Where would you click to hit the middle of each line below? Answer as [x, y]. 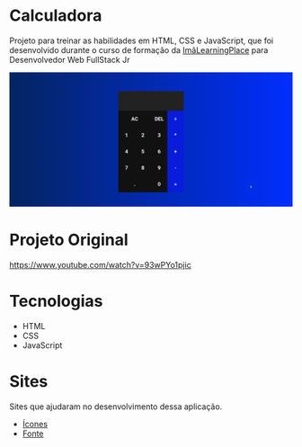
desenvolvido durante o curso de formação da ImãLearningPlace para [139, 49]
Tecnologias [56, 301]
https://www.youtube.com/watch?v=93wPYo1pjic [100, 265]
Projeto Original [69, 240]
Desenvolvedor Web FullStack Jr [70, 59]
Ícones [35, 424]
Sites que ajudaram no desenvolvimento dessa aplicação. [116, 407]
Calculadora [56, 16]
